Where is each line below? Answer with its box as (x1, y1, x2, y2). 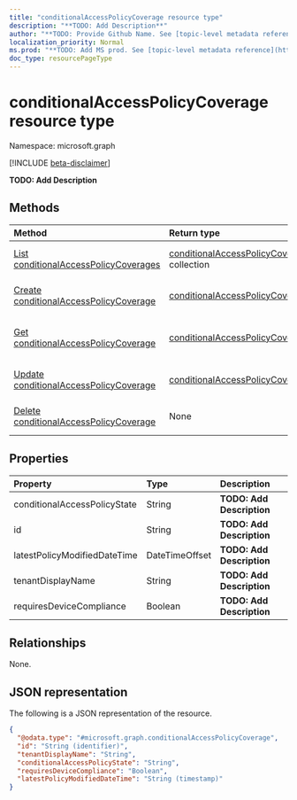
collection (169, 258, 210, 270)
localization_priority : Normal (9, 37, 125, 47)
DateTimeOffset (146, 548, 212, 561)
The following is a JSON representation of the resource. (9, 708, 212, 718)
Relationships (9, 635, 87, 650)
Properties (9, 451, 69, 466)
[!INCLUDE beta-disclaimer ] (9, 157, 110, 168)
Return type (169, 227, 221, 239)
